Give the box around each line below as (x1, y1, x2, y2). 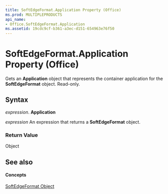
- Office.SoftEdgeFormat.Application (5, 21, 85, 27)
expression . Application (5, 109, 56, 115)
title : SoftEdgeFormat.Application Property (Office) (5, 7, 122, 13)
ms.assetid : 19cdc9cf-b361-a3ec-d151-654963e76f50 (5, 26, 115, 31)
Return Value (5, 131, 38, 138)
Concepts (5, 172, 26, 178)
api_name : (5, 17, 26, 22)
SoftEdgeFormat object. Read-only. (5, 81, 80, 87)
